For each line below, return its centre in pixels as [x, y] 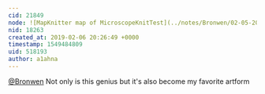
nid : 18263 [26, 30]
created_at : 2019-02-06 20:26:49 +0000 [74, 37]
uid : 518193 [28, 52]
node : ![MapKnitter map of [52, 23]
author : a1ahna [33, 60]
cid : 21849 [26, 15]
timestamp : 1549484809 [45, 45]
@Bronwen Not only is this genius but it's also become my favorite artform [129, 81]
